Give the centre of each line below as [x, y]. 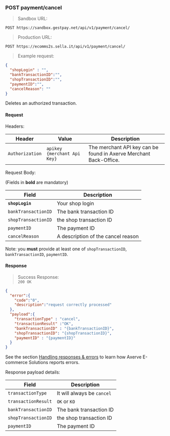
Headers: [15, 126]
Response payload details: [33, 372]
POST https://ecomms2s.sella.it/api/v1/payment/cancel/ [65, 47]
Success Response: [38, 277]
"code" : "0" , [27, 300]
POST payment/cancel [34, 8]
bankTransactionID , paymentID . [37, 254]
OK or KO [66, 402]
